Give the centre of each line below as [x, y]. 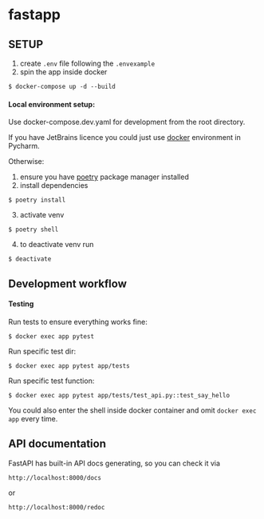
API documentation [57, 444]
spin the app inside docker [63, 72]
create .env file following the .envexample [87, 63]
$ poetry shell [33, 230]
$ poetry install [37, 200]
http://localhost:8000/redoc [57, 507]
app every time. [33, 418]
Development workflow [68, 283]
